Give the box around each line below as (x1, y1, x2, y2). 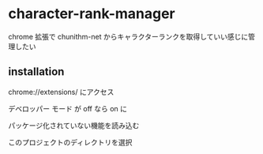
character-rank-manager (8, 5, 175, 23)
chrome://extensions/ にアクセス (8, 87, 115, 96)
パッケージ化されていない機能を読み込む (8, 120, 140, 130)
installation (8, 65, 65, 79)
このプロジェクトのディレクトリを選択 (8, 137, 133, 147)
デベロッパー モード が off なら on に (8, 103, 128, 113)
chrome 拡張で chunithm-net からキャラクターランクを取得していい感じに (8, 32, 249, 41)
